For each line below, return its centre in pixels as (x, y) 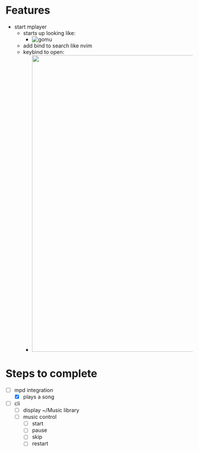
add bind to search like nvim (58, 46)
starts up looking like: (49, 33)
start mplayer (30, 27)
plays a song (39, 397)
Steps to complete (51, 374)
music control (40, 417)
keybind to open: (44, 52)
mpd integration (34, 390)
